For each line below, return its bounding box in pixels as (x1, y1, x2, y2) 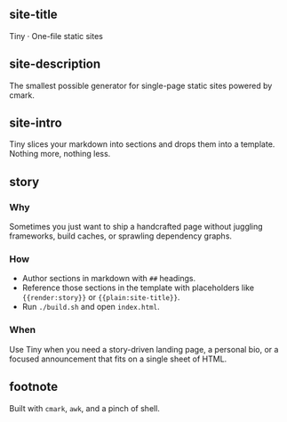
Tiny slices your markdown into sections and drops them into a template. (9, 139, 275, 150)
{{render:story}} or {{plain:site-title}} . (21, 292, 180, 303)
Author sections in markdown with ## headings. (21, 273, 196, 284)
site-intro (9, 116, 62, 131)
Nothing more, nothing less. (9, 149, 111, 159)
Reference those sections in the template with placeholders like (21, 282, 255, 293)
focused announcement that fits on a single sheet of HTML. (9, 353, 227, 364)
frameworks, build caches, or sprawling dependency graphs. (9, 231, 233, 241)
